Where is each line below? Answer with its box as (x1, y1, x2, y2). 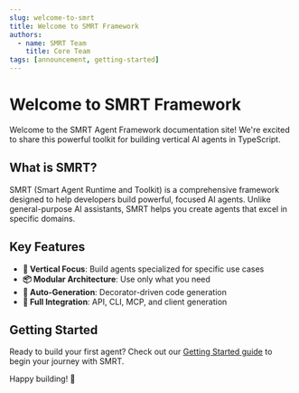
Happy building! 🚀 (9, 373, 76, 385)
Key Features (9, 239, 86, 254)
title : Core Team (25, 47, 91, 56)
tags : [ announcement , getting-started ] (9, 55, 160, 64)
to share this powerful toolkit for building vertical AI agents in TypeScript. (9, 133, 282, 145)
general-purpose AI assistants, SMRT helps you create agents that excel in (9, 203, 287, 214)
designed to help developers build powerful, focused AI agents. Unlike (9, 194, 271, 205)
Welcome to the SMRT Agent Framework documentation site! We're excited (9, 124, 291, 135)
